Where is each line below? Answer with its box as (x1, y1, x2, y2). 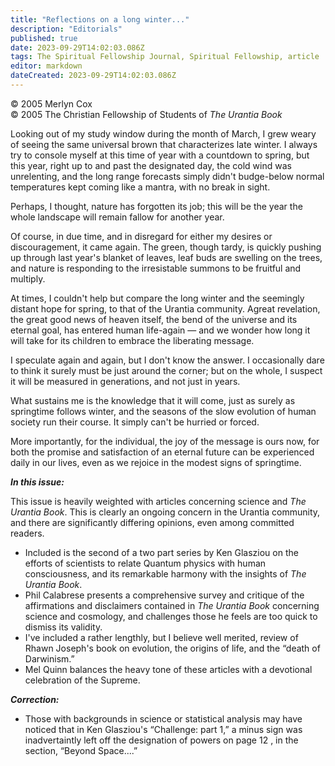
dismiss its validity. (24, 621, 103, 633)
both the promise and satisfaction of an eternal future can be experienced (10, 446, 315, 458)
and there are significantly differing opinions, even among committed (10, 516, 295, 528)
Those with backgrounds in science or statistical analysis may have (24, 712, 303, 725)
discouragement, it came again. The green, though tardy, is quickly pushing (10, 241, 322, 253)
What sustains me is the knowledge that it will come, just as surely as (10, 394, 296, 406)
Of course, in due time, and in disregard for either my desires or (10, 230, 273, 242)
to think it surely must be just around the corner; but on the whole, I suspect (10, 364, 323, 376)
